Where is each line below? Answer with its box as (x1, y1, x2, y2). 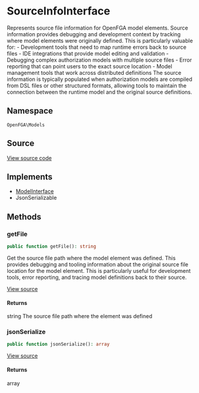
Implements (7, 171, 53, 182)
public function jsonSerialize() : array (7, 341, 110, 348)
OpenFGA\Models (7, 122, 45, 128)
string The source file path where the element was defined (7, 313, 153, 320)
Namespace (7, 106, 54, 116)
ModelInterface (15, 188, 54, 195)
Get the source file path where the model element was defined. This (7, 254, 176, 261)
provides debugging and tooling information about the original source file (7, 261, 189, 268)
